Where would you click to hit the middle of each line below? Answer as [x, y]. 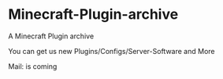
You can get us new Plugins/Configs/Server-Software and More [111, 51]
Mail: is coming [33, 66]
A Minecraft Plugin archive [51, 36]
